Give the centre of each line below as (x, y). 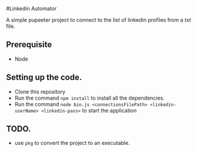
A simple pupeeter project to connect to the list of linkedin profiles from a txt (98, 20)
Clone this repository (40, 91)
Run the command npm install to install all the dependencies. (89, 98)
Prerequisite (29, 44)
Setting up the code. (44, 77)
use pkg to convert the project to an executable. (72, 143)
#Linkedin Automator (31, 9)
